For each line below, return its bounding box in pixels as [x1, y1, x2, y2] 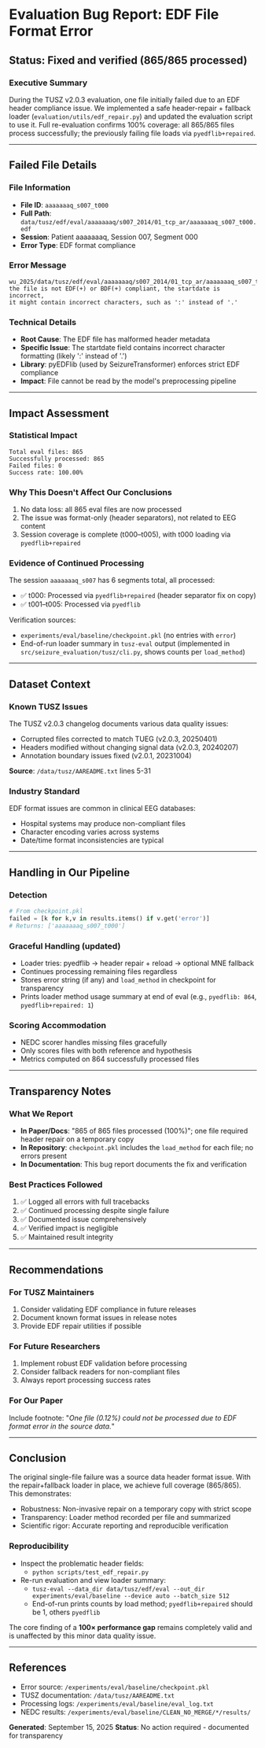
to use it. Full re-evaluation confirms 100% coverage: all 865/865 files [9, 120, 235, 129]
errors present [20, 1151, 68, 1161]
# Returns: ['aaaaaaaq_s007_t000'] [9, 922, 126, 930]
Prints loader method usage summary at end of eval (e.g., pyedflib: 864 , [20, 992, 257, 1001]
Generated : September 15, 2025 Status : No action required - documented [9, 1722, 250, 1731]
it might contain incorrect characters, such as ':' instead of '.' [9, 298, 238, 306]
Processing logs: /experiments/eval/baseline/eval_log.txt [20, 1698, 215, 1708]
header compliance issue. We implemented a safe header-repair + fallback [9, 103, 251, 112]
